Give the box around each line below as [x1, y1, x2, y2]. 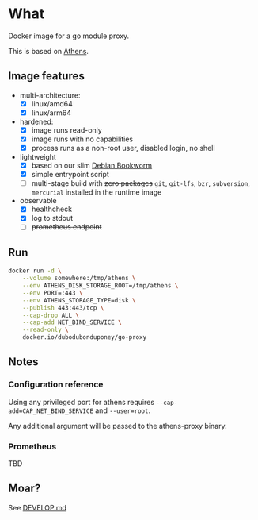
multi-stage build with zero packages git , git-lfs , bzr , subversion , [31, 179, 251, 188]
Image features [8, 69, 85, 83]
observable [19, 196, 57, 206]
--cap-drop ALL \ [22, 311, 80, 319]
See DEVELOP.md [8, 503, 67, 512]
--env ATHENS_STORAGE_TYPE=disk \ [22, 296, 136, 304]
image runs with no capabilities [31, 134, 134, 144]
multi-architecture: [19, 91, 81, 100]
